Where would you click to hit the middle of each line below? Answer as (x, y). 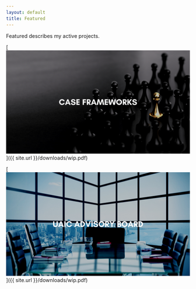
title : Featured (26, 18)
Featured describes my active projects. (53, 36)
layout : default (26, 12)
